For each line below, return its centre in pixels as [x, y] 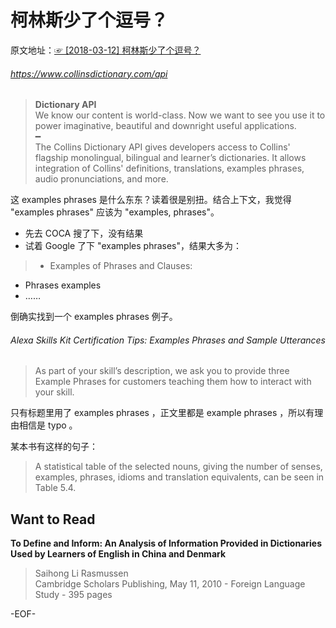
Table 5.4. [55, 488]
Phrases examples [63, 285]
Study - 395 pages [73, 595]
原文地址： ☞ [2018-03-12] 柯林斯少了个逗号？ [106, 50]
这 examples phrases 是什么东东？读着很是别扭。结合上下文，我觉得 [151, 200]
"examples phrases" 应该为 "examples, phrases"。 [115, 212]
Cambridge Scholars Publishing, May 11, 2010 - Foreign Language [170, 584]
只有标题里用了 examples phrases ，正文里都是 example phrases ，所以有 [162, 413]
